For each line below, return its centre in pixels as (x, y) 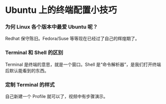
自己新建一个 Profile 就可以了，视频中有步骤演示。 (57, 97)
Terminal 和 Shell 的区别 (34, 52)
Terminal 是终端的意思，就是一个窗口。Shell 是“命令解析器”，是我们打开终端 (83, 64)
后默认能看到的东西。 (27, 70)
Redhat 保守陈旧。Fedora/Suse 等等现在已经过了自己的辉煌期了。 (72, 39)
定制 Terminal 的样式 (30, 85)
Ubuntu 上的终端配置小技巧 (61, 10)
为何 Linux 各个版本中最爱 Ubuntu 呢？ (51, 27)
